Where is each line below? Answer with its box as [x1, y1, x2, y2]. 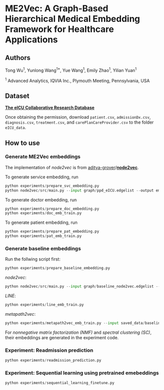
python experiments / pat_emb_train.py [5, 234, 82, 238]
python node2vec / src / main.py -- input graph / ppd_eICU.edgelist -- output [5, 188, 154, 193]
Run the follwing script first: [5, 256, 61, 262]
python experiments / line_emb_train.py [5, 303, 84, 307]
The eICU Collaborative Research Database [5, 105, 95, 110]
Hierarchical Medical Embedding [5, 13, 141, 24]
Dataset [5, 91, 30, 100]
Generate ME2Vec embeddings [5, 153, 81, 160]
